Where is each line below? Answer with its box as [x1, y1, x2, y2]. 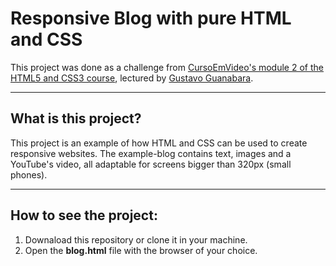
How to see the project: [10, 207, 158, 224]
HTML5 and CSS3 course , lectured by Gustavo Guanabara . [10, 72, 254, 84]
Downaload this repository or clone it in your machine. [24, 233, 248, 246]
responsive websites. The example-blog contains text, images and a [10, 147, 292, 159]
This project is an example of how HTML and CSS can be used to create [10, 137, 308, 149]
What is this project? [10, 110, 142, 127]
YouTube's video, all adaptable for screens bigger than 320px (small [10, 158, 292, 170]
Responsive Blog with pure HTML [10, 7, 292, 30]
